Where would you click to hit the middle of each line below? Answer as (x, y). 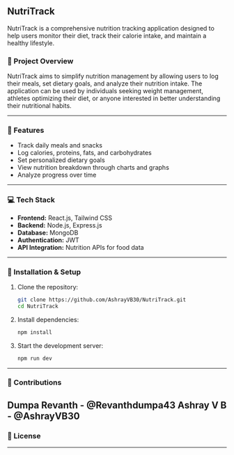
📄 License (24, 436)
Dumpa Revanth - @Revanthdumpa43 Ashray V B (117, 405)
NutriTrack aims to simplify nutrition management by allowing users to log (113, 77)
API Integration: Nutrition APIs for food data (80, 247)
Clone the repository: (48, 287)
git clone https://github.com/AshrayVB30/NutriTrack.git (102, 300)
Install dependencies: (48, 319)
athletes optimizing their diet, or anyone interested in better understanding (114, 98)
